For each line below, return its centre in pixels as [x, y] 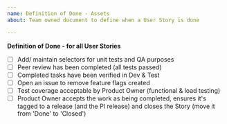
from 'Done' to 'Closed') [52, 113]
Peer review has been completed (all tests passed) [89, 67]
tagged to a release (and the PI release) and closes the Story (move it [116, 106]
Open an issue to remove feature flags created [83, 82]
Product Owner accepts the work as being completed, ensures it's [111, 98]
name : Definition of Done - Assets [58, 14]
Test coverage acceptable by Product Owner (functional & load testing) [119, 90]
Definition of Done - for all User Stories [64, 46]
